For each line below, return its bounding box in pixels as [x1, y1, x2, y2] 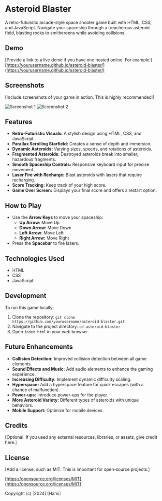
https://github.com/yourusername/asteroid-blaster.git [12, 319, 125, 324]
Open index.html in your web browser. [12, 328, 89, 334]
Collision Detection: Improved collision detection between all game [12, 356, 147, 361]
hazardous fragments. [12, 157, 57, 162]
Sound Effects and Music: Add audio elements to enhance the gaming [12, 366, 153, 372]
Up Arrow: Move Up [19, 220, 59, 226]
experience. [12, 371, 36, 377]
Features [5, 118, 32, 126]
